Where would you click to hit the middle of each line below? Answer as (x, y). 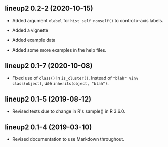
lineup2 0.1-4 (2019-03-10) (48, 127)
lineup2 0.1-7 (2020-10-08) (49, 66)
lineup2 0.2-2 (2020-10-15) (49, 8)
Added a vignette (30, 30)
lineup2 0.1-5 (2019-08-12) (48, 99)
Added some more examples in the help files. (59, 50)
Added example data (34, 40)
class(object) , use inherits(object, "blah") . (60, 83)
